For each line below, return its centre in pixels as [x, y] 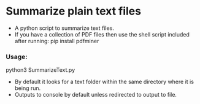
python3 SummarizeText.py [40, 70]
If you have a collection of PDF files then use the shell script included [102, 34]
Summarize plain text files [74, 11]
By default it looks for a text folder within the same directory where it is [104, 82]
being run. [28, 88]
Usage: [17, 57]
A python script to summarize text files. [64, 28]
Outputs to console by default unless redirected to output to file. [96, 95]
